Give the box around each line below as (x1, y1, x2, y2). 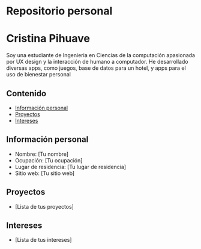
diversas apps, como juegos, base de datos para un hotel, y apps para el (6, 64, 186, 72)
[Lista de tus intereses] (14, 236, 72, 244)
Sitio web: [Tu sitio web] (14, 170, 75, 177)
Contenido (6, 88, 47, 99)
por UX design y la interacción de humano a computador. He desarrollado (6, 58, 188, 66)
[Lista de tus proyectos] (14, 203, 74, 210)
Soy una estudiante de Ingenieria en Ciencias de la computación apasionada (6, 52, 196, 59)
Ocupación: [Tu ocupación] (14, 156, 83, 164)
